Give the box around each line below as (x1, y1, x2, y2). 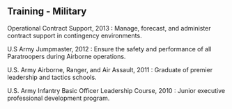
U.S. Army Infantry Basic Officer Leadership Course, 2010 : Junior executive (7, 86, 225, 94)
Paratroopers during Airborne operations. (7, 52, 126, 60)
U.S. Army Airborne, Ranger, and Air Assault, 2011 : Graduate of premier (7, 65, 213, 74)
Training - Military (7, 6, 87, 17)
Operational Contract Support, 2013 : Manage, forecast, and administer (7, 24, 211, 32)
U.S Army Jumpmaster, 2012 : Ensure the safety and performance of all (7, 44, 212, 53)
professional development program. (7, 94, 110, 102)
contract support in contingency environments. (7, 31, 142, 40)
